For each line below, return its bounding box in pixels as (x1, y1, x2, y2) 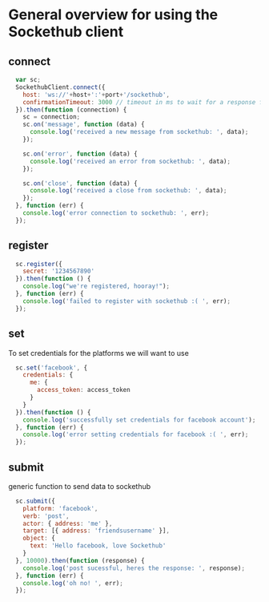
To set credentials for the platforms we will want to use (8, 348, 190, 358)
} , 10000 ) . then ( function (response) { (15, 556, 146, 564)
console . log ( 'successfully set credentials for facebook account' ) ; (22, 415, 256, 424)
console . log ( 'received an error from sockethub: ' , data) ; (29, 157, 231, 165)
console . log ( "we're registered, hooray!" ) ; (22, 282, 171, 290)
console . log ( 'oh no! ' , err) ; (22, 579, 124, 587)
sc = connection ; (22, 113, 81, 121)
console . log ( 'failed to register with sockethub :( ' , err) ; (22, 297, 231, 305)
